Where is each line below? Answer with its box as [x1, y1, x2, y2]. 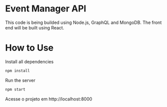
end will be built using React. [5, 24, 64, 30]
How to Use [5, 42, 54, 54]
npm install [5, 68, 30, 73]
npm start [5, 87, 26, 92]
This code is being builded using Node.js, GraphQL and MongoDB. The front [5, 19, 162, 25]
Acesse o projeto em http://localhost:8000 [5, 96, 92, 102]
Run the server [5, 77, 36, 83]
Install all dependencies [5, 58, 54, 65]
